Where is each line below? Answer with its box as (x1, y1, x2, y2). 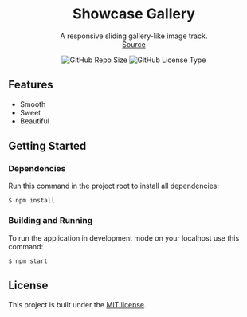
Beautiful (19, 116, 50, 126)
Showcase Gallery (73, 5, 195, 23)
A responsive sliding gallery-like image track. (60, 31, 208, 41)
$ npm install (8, 197, 56, 205)
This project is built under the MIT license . (8, 299, 147, 309)
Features (8, 78, 53, 92)
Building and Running (8, 215, 93, 226)
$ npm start (8, 256, 48, 265)
